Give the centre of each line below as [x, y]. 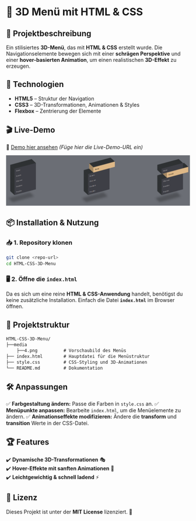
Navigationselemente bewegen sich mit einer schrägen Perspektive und [93, 54]
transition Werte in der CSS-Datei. [48, 423]
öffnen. [15, 307]
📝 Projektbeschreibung [49, 34]
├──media [17, 345]
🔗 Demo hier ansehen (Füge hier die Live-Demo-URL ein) [74, 147]
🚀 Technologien [35, 84]
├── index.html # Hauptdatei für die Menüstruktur [78, 357]
